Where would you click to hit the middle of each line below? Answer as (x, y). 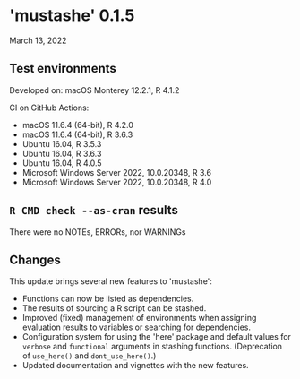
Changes (35, 259)
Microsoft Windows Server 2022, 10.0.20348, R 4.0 (117, 182)
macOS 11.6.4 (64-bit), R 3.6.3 (77, 134)
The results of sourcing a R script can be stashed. (114, 308)
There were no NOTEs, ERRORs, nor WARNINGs (98, 232)
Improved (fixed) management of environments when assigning (139, 318)
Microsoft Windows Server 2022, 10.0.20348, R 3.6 (117, 172)
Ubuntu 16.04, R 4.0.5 (62, 163)
